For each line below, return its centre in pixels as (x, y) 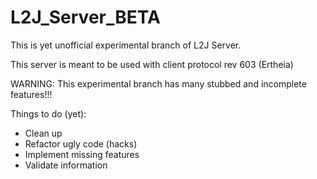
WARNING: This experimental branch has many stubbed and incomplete (158, 83)
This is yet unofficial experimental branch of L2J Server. (126, 45)
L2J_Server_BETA (85, 17)
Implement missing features (82, 154)
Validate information (66, 165)
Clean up (43, 133)
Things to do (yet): (48, 113)
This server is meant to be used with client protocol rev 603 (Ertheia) (152, 64)
